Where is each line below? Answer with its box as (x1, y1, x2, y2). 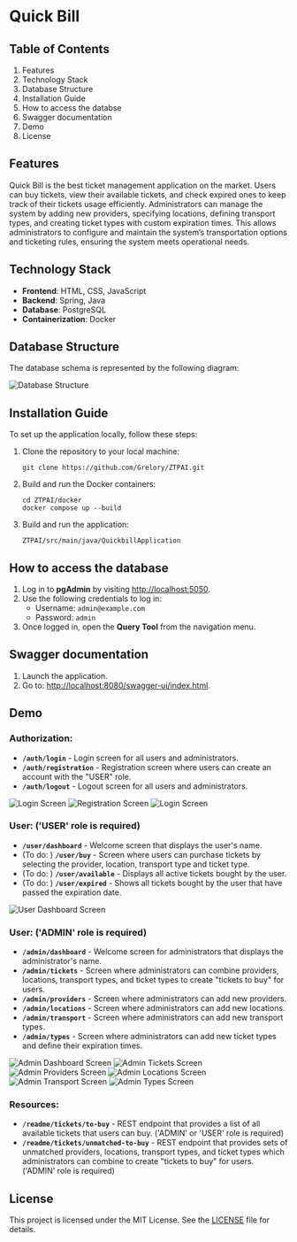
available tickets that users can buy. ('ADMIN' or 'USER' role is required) (21, 1128, 285, 1138)
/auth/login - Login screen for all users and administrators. (21, 752, 239, 763)
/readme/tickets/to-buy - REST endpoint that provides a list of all (21, 1118, 261, 1130)
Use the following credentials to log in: (21, 593, 162, 604)
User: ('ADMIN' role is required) (9, 926, 148, 938)
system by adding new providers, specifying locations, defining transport (9, 208, 276, 219)
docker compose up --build (21, 504, 122, 513)
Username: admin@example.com (34, 603, 146, 613)
